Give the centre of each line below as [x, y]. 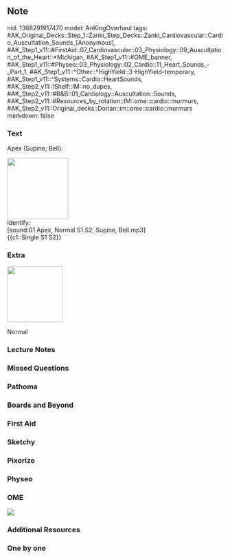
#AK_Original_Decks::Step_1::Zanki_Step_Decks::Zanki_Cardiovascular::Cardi [115, 35]
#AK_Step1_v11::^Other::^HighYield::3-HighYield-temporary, [113, 72]
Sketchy [21, 441]
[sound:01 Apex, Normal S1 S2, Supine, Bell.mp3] [77, 230]
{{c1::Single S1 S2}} [34, 237]
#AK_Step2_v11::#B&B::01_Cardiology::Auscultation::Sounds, [92, 94]
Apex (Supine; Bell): [35, 149]
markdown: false [31, 116]
